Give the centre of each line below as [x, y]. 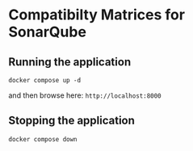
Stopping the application [72, 121]
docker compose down [43, 139]
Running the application [70, 62]
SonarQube [48, 32]
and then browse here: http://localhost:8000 [85, 95]
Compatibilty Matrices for [97, 15]
